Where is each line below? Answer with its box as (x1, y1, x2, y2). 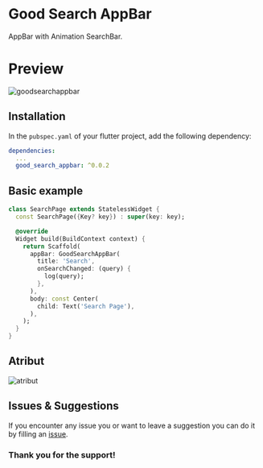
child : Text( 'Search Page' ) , (37, 302, 135, 310)
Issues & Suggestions (8, 400, 119, 413)
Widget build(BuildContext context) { (15, 234, 146, 242)
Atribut (8, 354, 45, 368)
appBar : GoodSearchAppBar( (29, 250, 121, 258)
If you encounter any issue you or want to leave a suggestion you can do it (8, 420, 256, 430)
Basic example (8, 184, 83, 197)
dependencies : (8, 147, 56, 155)
